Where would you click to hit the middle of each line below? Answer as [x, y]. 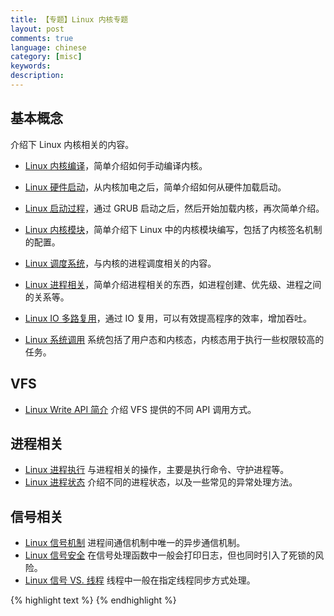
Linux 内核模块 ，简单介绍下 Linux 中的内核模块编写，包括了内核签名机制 [173, 229]
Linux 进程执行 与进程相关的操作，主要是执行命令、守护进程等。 [157, 470]
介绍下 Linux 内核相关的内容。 [72, 144]
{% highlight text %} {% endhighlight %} [93, 600]
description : [37, 76]
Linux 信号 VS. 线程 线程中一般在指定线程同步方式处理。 [140, 580]
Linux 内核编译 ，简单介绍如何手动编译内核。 [116, 165]
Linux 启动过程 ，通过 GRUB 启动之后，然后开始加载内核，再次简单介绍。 [174, 208]
